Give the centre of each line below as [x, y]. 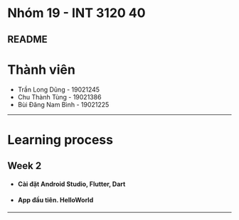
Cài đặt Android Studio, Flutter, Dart [71, 184]
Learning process [60, 139]
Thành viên [42, 70]
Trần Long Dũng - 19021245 [59, 89]
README [27, 39]
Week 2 [25, 166]
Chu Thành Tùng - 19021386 [59, 97]
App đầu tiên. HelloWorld [55, 200]
